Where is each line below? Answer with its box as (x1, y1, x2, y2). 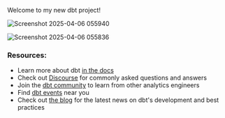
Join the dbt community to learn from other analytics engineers (17, 81, 200, 89)
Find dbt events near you (17, 89, 89, 97)
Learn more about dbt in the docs (17, 66, 114, 75)
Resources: (7, 50, 47, 60)
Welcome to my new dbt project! (7, 6, 101, 14)
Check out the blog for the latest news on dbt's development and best (17, 96, 219, 104)
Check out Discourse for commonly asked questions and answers (17, 73, 208, 82)
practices (17, 103, 45, 112)
